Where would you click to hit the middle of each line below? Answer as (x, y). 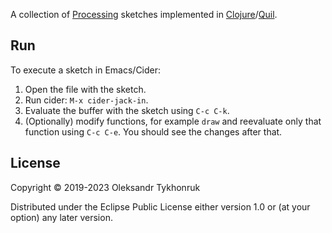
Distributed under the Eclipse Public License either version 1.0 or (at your (160, 206)
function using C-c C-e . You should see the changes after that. (153, 131)
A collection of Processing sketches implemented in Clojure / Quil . (144, 14)
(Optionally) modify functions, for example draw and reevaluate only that (173, 121)
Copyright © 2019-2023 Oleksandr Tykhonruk (105, 187)
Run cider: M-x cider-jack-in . (86, 100)
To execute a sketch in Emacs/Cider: (86, 70)
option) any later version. (61, 217)
